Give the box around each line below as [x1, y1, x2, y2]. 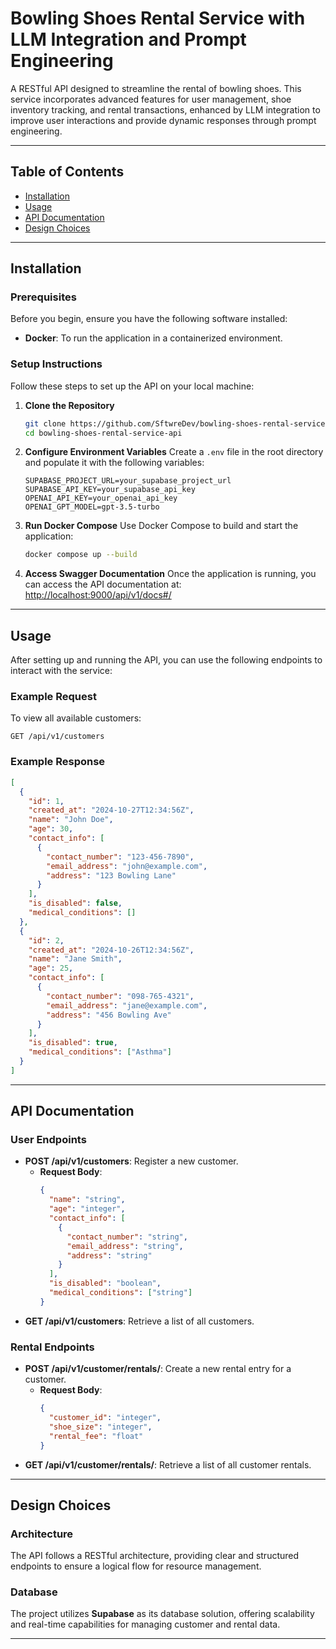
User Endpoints [10, 1133, 87, 1147]
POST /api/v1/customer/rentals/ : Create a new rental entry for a [24, 1363, 292, 1375]
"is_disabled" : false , [28, 898, 123, 909]
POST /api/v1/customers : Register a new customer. [24, 1155, 239, 1167]
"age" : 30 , [28, 824, 74, 834]
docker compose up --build [24, 550, 138, 560]
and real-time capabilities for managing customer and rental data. [10, 1618, 281, 1631]
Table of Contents [10, 163, 125, 181]
